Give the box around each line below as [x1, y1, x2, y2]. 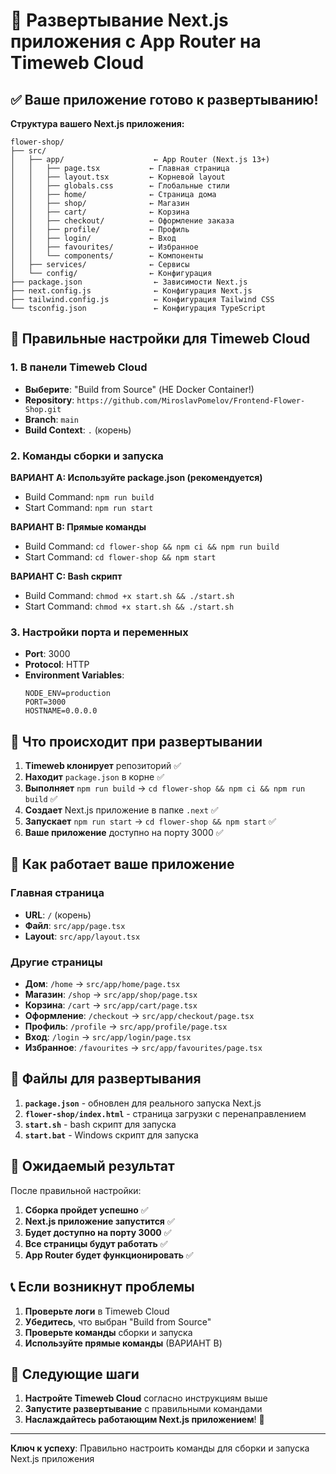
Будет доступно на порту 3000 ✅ [24, 1226, 172, 1238]
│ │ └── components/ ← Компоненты [10, 251, 203, 261]
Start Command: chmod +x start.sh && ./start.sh [24, 600, 235, 612]
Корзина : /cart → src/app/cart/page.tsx [24, 999, 198, 1011]
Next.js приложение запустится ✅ [24, 1215, 175, 1227]
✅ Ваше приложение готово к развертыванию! [10, 91, 319, 108]
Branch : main [24, 413, 79, 425]
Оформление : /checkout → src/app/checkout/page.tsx [24, 1010, 255, 1022]
